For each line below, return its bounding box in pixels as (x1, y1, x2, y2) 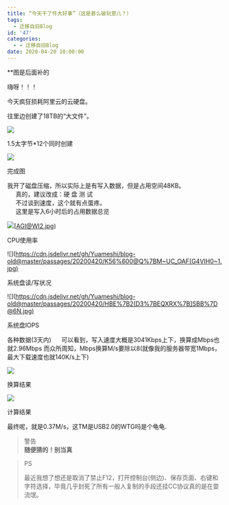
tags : (7, 16, 23, 23)
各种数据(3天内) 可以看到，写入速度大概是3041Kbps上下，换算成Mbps (7, 335, 214, 344)
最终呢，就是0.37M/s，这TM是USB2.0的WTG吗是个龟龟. (7, 422, 167, 430)
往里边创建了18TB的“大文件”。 (7, 111, 93, 120)
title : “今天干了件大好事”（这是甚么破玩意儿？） (7, 10, 132, 17)
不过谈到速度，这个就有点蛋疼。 (15, 199, 106, 207)
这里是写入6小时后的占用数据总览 (15, 207, 110, 215)
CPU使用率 (7, 236, 38, 244)
